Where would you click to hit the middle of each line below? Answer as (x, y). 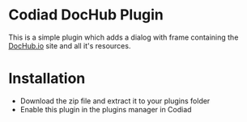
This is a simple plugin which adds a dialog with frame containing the (123, 37)
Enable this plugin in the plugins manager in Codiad (106, 109)
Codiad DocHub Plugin (86, 15)
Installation (47, 79)
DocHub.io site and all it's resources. (70, 45)
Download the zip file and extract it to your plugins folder (115, 101)
